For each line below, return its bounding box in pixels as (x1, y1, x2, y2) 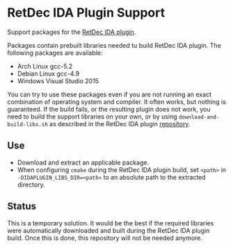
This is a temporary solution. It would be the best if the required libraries (7, 218, 214, 227)
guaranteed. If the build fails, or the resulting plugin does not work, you (7, 105, 211, 113)
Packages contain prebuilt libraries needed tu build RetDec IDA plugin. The (7, 41, 221, 49)
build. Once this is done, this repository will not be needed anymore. (7, 234, 203, 242)
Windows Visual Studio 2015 (17, 76, 99, 85)
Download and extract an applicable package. (17, 158, 150, 166)
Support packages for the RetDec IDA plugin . (7, 28, 136, 36)
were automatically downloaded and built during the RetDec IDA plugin (7, 226, 210, 234)
